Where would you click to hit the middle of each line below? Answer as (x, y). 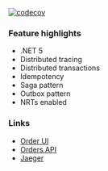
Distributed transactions (60, 68)
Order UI (34, 140)
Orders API (38, 149)
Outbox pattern (45, 94)
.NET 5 (31, 51)
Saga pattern (42, 85)
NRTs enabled (43, 102)
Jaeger (32, 158)
